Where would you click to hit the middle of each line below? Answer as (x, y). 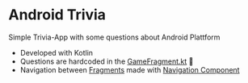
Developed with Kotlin (57, 52)
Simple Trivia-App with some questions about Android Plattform (114, 37)
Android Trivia (57, 15)
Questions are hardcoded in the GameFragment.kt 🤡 (107, 61)
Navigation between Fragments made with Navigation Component (130, 69)
